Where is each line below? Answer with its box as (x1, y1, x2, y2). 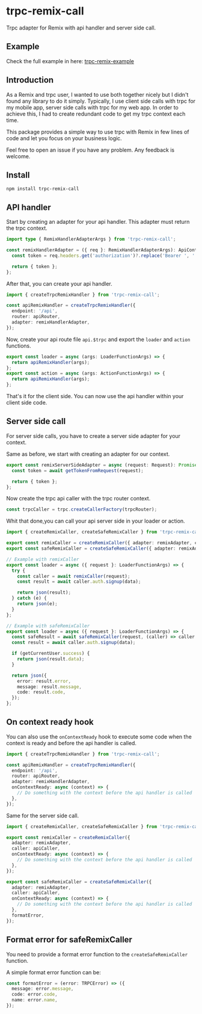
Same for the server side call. (6, 812, 79, 819)
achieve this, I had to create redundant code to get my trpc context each (6, 110, 186, 117)
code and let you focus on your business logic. (6, 134, 122, 142)
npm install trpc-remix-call (6, 186, 79, 192)
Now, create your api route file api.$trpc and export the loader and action (6, 336, 191, 343)
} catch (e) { (11, 595, 47, 601)
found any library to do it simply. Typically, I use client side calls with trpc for (6, 97, 196, 105)
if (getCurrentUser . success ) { (11, 651, 90, 657)
